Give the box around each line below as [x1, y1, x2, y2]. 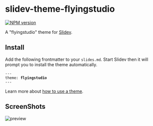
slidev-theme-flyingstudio [5, 3, 115, 15]
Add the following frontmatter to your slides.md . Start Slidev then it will [5, 56, 149, 62]
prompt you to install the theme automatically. [5, 61, 98, 67]
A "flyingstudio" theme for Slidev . [5, 29, 73, 35]
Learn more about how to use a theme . [5, 88, 83, 94]
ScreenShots [5, 102, 46, 111]
